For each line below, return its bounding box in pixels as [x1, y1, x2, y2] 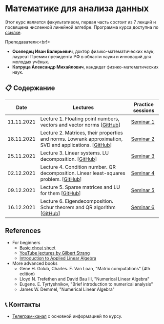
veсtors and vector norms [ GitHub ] [40, 121, 121, 128]
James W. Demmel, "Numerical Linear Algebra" [19, 286, 115, 292]
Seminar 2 [131, 135, 155, 142]
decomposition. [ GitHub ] [40, 155, 97, 162]
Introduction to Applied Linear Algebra [19, 255, 97, 261]
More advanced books [12, 260, 58, 266]
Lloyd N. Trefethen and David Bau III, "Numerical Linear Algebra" [19, 276, 150, 281]
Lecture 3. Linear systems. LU [40, 150, 109, 156]
